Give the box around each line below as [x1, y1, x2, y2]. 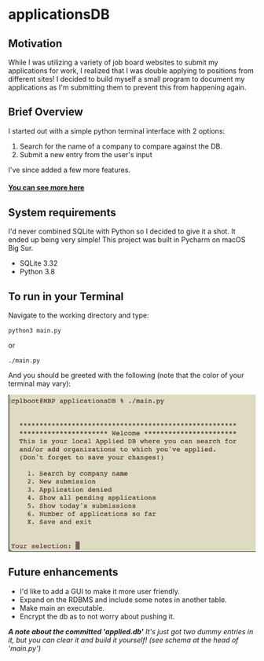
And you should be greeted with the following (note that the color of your [8, 371, 244, 380]
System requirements [8, 206, 116, 219]
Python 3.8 [19, 267, 55, 277]
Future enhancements [8, 566, 119, 579]
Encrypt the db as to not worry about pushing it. [19, 611, 175, 621]
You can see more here [8, 183, 85, 193]
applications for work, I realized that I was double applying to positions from [8, 66, 254, 75]
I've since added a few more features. [8, 165, 131, 174]
